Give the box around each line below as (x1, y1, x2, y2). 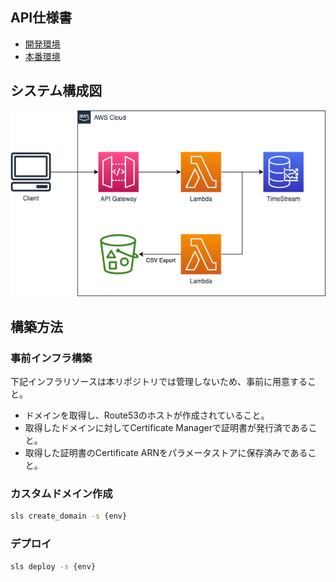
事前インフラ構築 (10, 351, 93, 365)
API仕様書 (10, 9, 73, 27)
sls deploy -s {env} (10, 561, 97, 572)
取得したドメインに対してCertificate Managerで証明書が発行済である (24, 422, 309, 434)
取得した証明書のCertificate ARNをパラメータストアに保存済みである (24, 447, 308, 459)
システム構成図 (10, 83, 103, 100)
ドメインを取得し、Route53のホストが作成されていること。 (24, 409, 270, 422)
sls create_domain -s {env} (10, 511, 128, 522)
